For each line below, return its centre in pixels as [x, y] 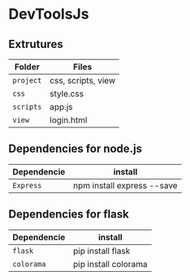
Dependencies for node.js [76, 149]
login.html [69, 120]
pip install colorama [110, 264]
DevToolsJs [49, 14]
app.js [61, 107]
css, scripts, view [83, 80]
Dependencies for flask [69, 215]
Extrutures [36, 44]
